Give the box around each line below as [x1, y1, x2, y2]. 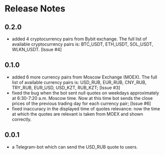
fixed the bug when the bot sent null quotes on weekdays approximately [11, 90, 160, 96]
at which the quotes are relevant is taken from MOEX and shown [11, 111, 143, 117]
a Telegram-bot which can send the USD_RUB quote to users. [11, 144, 138, 150]
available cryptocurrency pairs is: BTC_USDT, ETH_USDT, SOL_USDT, [11, 41, 154, 47]
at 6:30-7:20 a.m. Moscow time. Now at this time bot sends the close [11, 95, 153, 101]
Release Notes [4, 3, 65, 14]
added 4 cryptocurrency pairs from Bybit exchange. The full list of [11, 36, 147, 42]
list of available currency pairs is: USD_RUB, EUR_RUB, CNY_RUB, [11, 79, 147, 85]
